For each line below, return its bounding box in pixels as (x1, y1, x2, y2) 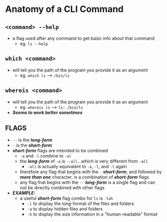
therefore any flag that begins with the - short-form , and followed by (19, 169, 162, 175)
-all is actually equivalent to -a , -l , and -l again (27, 164, 127, 170)
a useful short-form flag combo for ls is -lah (19, 196, 113, 202)
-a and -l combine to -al (19, 153, 72, 159)
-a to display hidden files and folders (27, 206, 103, 212)
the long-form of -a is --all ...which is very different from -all (19, 158, 149, 164)
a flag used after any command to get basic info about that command (12, 35, 155, 41)
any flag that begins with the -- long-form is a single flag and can (19, 180, 156, 186)
